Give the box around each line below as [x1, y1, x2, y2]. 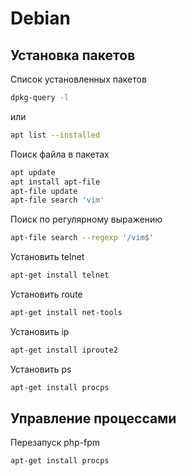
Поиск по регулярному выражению [10, 213, 163, 226]
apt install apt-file [10, 177, 101, 187]
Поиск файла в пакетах [10, 148, 110, 160]
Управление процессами [10, 410, 177, 427]
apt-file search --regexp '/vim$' [10, 233, 155, 243]
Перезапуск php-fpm [10, 437, 101, 449]
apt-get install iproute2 [10, 345, 118, 355]
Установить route [10, 288, 83, 300]
